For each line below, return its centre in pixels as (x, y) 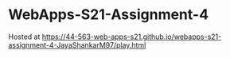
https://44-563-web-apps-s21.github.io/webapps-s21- (132, 37)
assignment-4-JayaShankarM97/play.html (77, 44)
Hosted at (24, 37)
